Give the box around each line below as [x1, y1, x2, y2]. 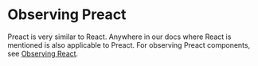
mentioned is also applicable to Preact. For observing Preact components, [7, 40, 251, 49]
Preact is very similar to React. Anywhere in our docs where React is [7, 32, 232, 41]
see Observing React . [7, 49, 79, 58]
